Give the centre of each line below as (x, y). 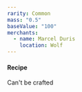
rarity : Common (29, 13)
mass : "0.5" (24, 20)
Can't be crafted (30, 82)
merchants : (23, 33)
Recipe (17, 67)
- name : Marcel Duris (44, 39)
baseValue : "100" (32, 26)
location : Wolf (41, 45)
